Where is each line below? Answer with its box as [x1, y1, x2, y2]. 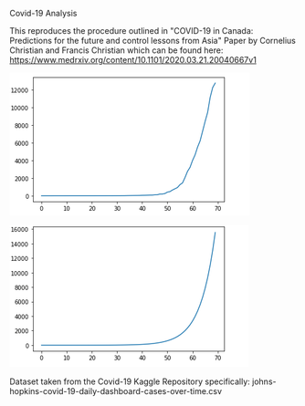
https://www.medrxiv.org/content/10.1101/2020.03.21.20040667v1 [9, 55, 258, 65]
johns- [252, 376, 277, 387]
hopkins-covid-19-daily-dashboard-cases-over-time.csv [9, 386, 222, 396]
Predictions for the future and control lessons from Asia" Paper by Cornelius [9, 36, 297, 46]
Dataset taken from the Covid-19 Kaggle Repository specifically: [9, 376, 251, 387]
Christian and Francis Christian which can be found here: [9, 45, 224, 56]
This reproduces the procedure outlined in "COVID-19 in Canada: [9, 26, 254, 36]
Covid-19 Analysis [9, 8, 78, 18]
